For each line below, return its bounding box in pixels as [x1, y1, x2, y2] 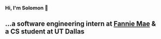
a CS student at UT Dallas [5, 27, 85, 36]
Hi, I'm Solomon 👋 [5, 4, 48, 11]
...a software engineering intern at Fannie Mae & [5, 20, 156, 28]
